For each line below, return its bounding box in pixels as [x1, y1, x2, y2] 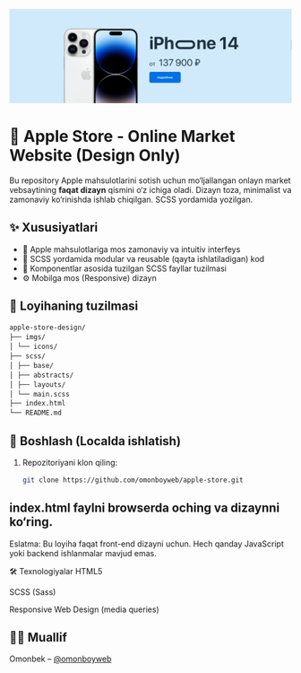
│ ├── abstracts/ [9, 371, 74, 380]
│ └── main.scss [9, 389, 70, 398]
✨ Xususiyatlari [9, 220, 99, 235]
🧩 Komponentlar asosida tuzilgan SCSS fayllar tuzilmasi [21, 263, 227, 274]
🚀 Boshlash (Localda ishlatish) [9, 433, 182, 449]
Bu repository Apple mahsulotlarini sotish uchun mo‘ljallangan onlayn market [9, 175, 291, 186]
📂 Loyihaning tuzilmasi [9, 298, 139, 313]
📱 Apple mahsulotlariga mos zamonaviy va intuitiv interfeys [21, 243, 241, 255]
